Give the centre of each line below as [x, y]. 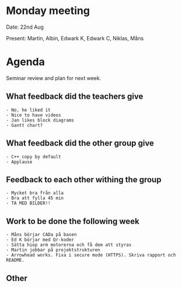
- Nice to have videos [34, 115]
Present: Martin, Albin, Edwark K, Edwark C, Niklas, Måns [75, 38]
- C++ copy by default [34, 157]
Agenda [25, 62]
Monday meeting [48, 11]
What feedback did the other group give [80, 143]
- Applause [19, 162]
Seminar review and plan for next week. [54, 78]
